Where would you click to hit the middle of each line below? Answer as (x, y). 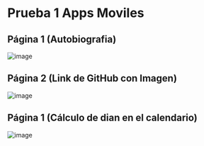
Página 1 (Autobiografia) (62, 39)
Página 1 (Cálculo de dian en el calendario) (103, 118)
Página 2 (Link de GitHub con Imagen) (92, 78)
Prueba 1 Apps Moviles (76, 13)
